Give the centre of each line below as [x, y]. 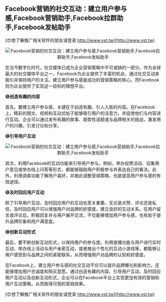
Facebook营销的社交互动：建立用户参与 [66, 9]
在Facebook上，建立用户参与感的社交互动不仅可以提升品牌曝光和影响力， [80, 265]
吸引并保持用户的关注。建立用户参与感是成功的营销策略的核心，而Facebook [82, 80]
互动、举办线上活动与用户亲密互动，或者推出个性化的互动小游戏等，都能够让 [83, 248]
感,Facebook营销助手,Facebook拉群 [61, 18]
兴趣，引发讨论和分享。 [38, 126]
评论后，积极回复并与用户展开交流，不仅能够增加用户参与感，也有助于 [85, 215]
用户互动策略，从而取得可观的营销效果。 [46, 284]
